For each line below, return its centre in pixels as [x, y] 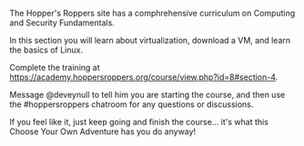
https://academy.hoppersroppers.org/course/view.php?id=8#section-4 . [144, 77]
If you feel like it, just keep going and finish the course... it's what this [139, 122]
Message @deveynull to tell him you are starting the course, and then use [147, 95]
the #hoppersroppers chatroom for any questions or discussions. [132, 104]
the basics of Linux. [46, 50]
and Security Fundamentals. [62, 23]
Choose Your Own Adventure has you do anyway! [103, 131]
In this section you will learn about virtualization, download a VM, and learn [150, 40]
